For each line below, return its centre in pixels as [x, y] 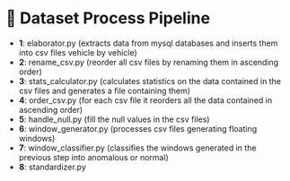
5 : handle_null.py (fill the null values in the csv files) [114, 119]
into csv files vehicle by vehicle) [78, 52]
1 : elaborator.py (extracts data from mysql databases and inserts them [148, 43]
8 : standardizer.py [52, 167]
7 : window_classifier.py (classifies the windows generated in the [137, 148]
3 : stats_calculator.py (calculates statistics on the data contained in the [150, 81]
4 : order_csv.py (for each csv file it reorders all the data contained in [145, 100]
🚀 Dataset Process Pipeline [108, 18]
